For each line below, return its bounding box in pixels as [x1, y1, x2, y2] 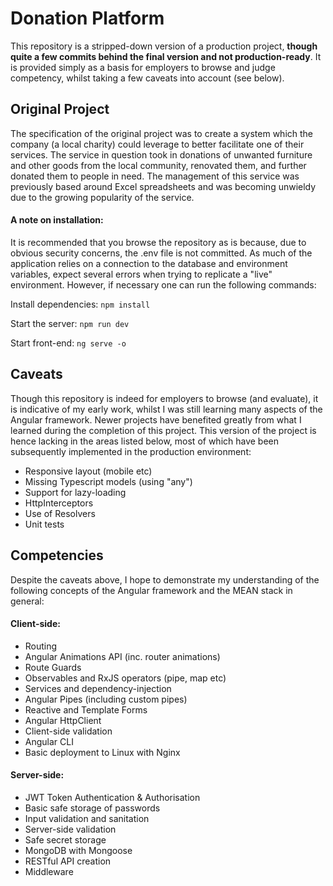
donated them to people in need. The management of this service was [10, 170, 300, 182]
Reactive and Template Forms [24, 703, 148, 716]
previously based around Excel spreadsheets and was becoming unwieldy [10, 180, 317, 192]
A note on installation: [10, 214, 104, 226]
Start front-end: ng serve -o [10, 337, 127, 349]
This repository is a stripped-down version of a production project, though [10, 40, 318, 52]
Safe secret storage [24, 833, 107, 846]
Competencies [10, 547, 104, 564]
